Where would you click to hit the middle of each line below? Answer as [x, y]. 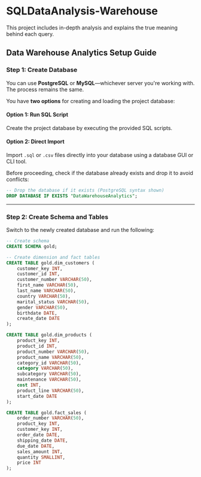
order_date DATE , [39, 435]
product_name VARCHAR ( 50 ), [51, 357]
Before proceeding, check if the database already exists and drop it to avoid [100, 173]
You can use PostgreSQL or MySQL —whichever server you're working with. [100, 83]
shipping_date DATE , [42, 440]
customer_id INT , [39, 274]
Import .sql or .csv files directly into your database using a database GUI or [100, 155]
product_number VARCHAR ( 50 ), [53, 352]
